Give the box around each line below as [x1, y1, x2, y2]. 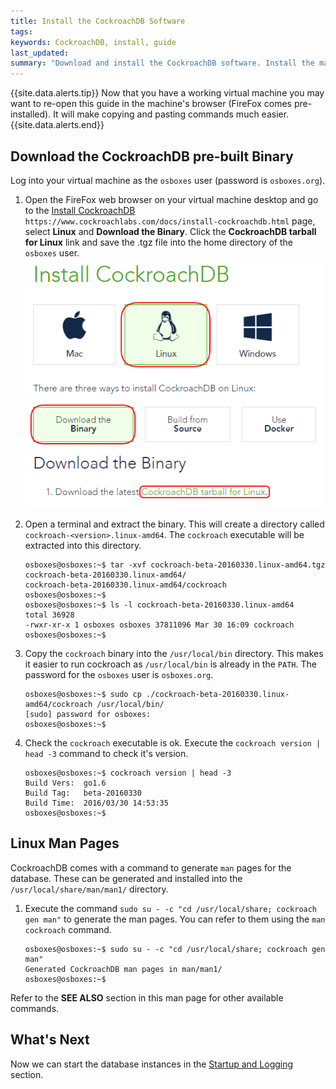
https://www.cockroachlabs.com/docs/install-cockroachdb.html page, [24, 215, 316, 227]
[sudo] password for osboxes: [24, 709, 152, 719]
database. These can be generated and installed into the [10, 872, 243, 884]
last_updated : [10, 48, 70, 58]
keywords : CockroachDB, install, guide [10, 37, 177, 47]
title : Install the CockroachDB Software [10, 16, 186, 26]
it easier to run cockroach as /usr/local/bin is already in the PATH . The [24, 658, 317, 670]
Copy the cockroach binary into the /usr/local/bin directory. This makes [24, 647, 324, 659]
